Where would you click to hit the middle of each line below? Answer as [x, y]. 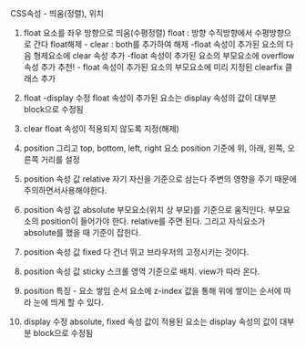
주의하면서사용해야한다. [65, 190]
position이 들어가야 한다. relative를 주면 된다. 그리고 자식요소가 [153, 221]
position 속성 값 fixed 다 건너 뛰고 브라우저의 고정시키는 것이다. [136, 252]
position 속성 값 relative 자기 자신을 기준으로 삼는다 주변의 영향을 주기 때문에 [160, 179]
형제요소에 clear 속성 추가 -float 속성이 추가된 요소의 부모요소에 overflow [164, 56]
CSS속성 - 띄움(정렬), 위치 [57, 13]
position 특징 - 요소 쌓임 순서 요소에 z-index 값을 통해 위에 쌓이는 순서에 [153, 291]
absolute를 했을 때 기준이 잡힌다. [82, 232]
